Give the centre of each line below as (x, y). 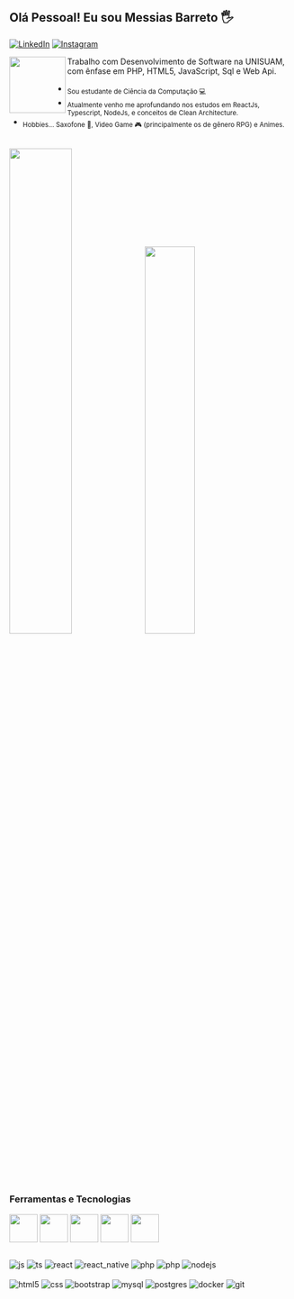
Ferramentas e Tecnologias (70, 1199)
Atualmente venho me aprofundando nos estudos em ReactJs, (164, 105)
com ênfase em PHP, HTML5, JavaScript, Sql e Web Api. (172, 71)
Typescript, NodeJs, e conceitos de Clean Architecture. (153, 114)
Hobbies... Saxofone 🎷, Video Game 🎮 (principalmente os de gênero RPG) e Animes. (153, 125)
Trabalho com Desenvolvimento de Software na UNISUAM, (176, 61)
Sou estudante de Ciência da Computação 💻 (137, 91)
